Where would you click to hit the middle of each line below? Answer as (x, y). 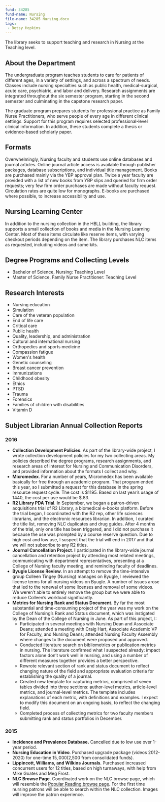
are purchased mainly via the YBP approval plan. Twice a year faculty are (79, 175)
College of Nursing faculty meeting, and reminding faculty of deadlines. (85, 566)
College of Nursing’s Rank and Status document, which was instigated (83, 613)
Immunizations (27, 373)
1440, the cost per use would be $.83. (51, 497)
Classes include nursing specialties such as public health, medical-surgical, (82, 85)
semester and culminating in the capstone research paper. (64, 101)
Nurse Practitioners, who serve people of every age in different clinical (77, 116)
